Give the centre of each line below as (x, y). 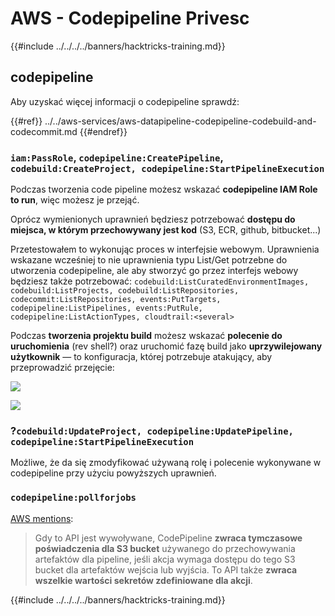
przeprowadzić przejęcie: (62, 368)
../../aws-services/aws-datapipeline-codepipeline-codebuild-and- (180, 121)
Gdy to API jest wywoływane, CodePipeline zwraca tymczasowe (168, 538)
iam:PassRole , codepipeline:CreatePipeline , (117, 157)
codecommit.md (44, 131)
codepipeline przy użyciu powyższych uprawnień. (113, 473)
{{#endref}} (103, 131)
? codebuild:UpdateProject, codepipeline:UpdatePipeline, (152, 430)
